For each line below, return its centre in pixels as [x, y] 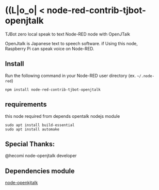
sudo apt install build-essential [40, 125]
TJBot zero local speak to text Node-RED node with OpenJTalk [68, 34]
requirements [26, 104]
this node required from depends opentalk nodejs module [63, 116]
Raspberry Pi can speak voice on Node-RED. [50, 48]
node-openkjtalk [21, 183]
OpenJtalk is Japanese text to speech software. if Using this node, [72, 43]
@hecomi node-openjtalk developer [41, 156]
